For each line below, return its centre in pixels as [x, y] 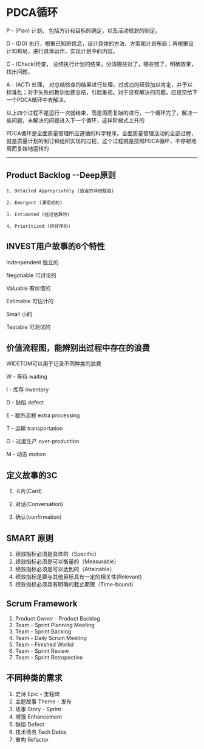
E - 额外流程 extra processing [43, 415]
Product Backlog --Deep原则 [61, 175]
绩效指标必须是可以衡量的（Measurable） [67, 561]
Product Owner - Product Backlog [57, 618]
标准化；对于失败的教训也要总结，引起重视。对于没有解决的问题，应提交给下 [102, 92]
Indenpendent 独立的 [32, 262]
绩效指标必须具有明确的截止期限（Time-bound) [74, 584]
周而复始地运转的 [28, 148]
